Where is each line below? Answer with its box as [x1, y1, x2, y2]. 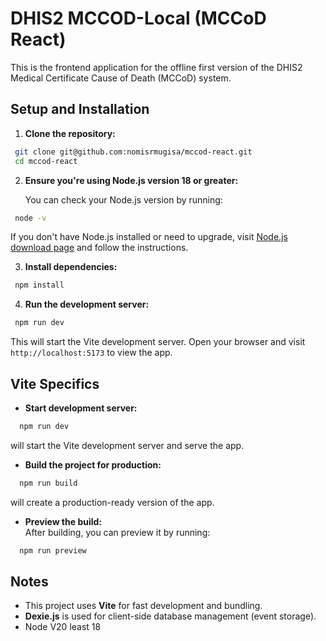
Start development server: [24, 402, 138, 414]
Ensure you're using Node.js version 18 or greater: [24, 174, 239, 186]
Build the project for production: [24, 458, 162, 471]
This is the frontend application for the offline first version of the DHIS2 [10, 61, 303, 73]
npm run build [19, 478, 78, 488]
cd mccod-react [14, 156, 78, 166]
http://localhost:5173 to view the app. [10, 347, 173, 359]
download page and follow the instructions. [10, 242, 189, 254]
